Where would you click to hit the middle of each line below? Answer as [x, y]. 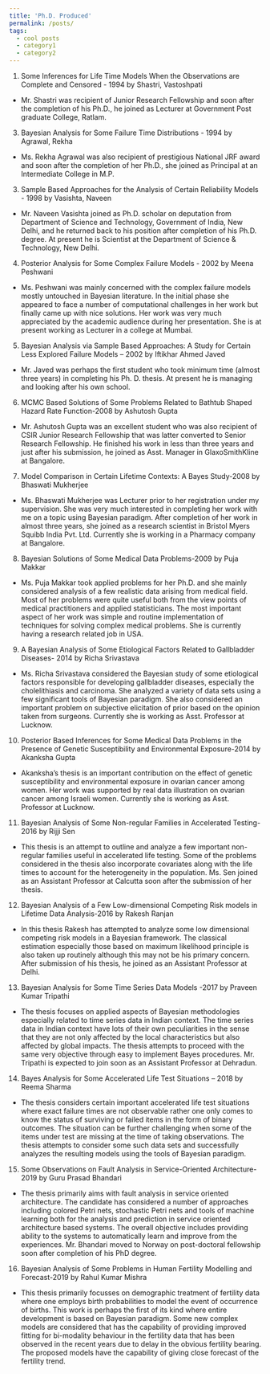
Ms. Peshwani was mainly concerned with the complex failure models [136, 287]
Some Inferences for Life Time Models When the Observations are [130, 76]
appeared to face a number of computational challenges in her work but [139, 305]
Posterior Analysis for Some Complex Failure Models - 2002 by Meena [137, 263]
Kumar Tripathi [45, 996]
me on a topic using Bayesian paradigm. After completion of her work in [139, 517]
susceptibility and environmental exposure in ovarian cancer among [133, 781]
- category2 [36, 53]
